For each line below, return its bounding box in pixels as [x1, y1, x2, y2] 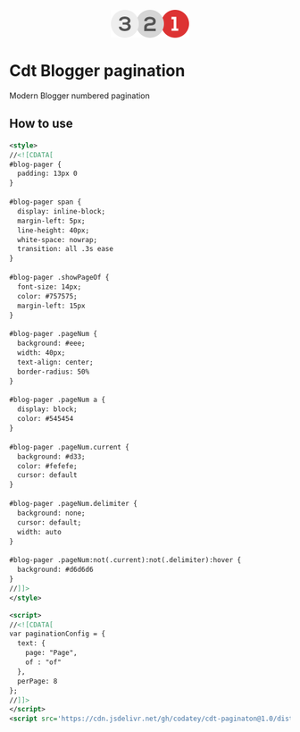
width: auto [17, 527, 62, 536]
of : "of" [25, 658, 62, 667]
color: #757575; [17, 291, 78, 300]
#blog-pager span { [9, 198, 82, 206]
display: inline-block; [17, 206, 105, 215]
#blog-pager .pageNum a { [9, 395, 105, 405]
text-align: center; [17, 358, 94, 366]
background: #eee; [17, 339, 87, 349]
